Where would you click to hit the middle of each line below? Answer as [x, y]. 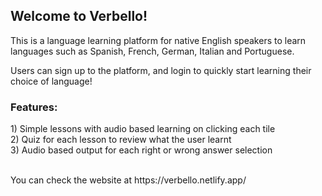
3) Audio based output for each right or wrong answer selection [141, 150]
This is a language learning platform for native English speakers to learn [158, 40]
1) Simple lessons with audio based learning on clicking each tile [143, 129]
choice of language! [51, 81]
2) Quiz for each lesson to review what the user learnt [121, 140]
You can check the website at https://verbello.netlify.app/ [128, 180]
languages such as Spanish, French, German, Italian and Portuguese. [152, 51]
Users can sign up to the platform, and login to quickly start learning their [161, 70]
